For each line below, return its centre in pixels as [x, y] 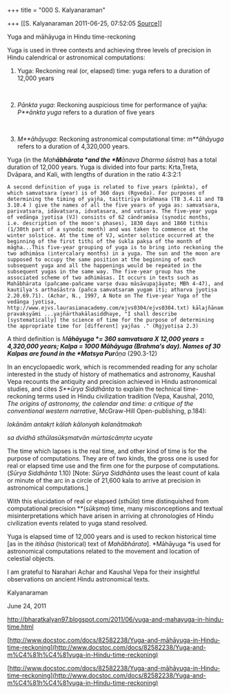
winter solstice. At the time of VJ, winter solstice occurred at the [111, 235]
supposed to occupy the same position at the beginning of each [101, 260]
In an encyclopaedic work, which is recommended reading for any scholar [112, 367]
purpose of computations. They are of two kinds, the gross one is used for [113, 458]
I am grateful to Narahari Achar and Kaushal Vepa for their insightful [103, 572]
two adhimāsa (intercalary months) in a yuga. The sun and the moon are [114, 253]
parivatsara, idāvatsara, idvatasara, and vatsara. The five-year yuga [112, 211]
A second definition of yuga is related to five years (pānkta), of [108, 187]
